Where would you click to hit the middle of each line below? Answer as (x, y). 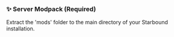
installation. (21, 29)
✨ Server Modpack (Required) (51, 9)
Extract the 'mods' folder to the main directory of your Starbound (87, 22)
